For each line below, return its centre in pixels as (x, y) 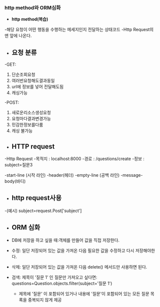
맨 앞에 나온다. (18, 36)
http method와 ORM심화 (33, 7)
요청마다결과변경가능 (31, 119)
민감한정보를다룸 (27, 125)
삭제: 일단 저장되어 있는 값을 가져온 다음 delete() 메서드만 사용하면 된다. (79, 267)
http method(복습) (30, 19)
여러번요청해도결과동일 (33, 81)
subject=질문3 (19, 164)
